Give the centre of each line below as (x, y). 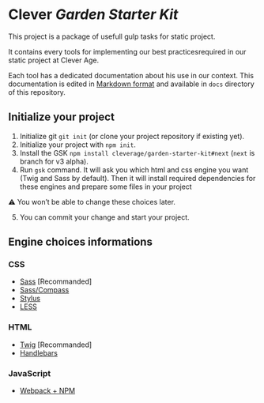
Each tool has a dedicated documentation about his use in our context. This (131, 75)
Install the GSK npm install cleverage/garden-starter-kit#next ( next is (137, 153)
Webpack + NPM (47, 391)
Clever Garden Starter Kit (93, 15)
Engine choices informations (80, 242)
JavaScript (30, 373)
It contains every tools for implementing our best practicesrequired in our (127, 51)
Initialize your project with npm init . (77, 145)
